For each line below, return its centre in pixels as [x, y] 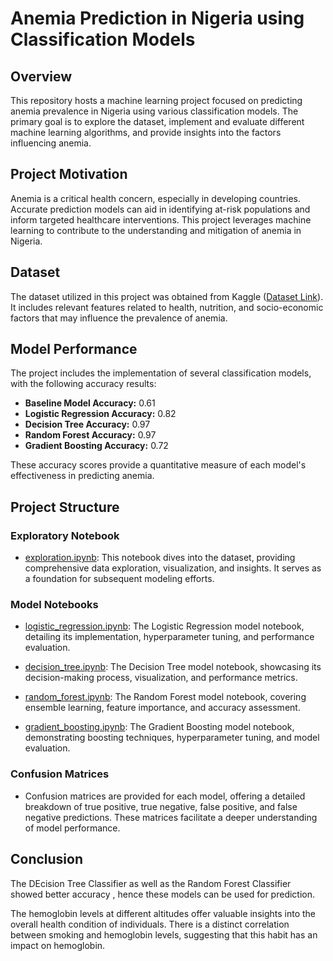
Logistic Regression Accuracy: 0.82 [100, 414]
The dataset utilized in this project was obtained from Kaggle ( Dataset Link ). [167, 296]
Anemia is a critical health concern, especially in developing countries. [155, 198]
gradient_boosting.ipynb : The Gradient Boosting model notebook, [159, 727]
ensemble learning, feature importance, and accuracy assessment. [162, 708]
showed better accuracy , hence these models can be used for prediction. [163, 894]
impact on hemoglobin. [58, 945]
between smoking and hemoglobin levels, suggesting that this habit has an [164, 934]
